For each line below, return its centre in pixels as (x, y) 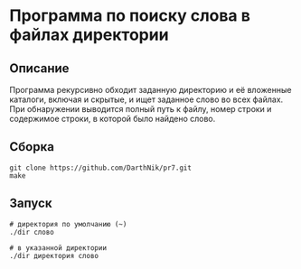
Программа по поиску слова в (130, 16)
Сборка (32, 147)
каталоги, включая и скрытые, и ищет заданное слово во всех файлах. (146, 99)
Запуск (31, 204)
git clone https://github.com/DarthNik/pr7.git (101, 168)
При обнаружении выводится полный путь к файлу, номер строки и (141, 109)
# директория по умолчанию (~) (68, 224)
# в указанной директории (58, 248)
